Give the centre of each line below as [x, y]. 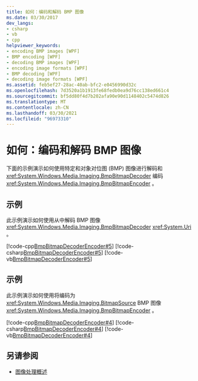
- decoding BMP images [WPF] [43, 62]
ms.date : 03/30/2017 [32, 18]
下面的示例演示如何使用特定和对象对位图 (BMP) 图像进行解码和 [84, 168]
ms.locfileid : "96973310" [39, 119]
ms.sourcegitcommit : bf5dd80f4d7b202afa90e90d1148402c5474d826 [88, 96]
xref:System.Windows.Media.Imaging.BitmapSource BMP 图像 [84, 302]
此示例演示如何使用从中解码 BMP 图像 [54, 220]
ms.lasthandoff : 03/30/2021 [42, 113]
